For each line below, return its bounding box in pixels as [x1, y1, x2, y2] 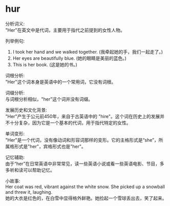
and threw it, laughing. [5, 189, 53, 195]
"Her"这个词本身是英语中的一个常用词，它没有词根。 [5, 79, 116, 85]
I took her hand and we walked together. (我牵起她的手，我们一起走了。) [12, 49, 163, 55]
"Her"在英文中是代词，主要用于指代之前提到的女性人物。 [5, 27, 125, 33]
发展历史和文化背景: [5, 107, 48, 113]
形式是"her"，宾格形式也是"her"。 [14, 143, 86, 149]
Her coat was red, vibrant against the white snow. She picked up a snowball [5, 184, 165, 190]
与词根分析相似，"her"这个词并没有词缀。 [5, 96, 93, 102]
